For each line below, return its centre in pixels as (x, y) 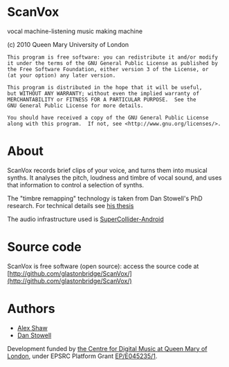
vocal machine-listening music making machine (75, 31)
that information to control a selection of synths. (75, 185)
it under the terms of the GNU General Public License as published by (112, 63)
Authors (31, 309)
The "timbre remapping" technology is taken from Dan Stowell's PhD (105, 198)
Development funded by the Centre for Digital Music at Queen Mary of (107, 348)
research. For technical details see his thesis (71, 205)
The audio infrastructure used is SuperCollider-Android (85, 219)
